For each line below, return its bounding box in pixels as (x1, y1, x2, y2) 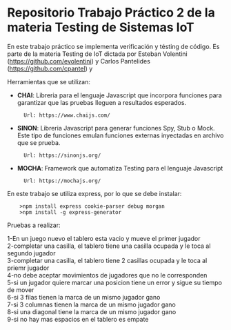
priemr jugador (7, 264, 50, 272)
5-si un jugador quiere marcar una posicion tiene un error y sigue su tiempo (7, 278, 223, 287)
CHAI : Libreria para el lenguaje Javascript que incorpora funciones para (17, 91, 222, 99)
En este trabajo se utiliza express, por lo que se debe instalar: (7, 189, 182, 197)
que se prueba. (17, 138, 61, 146)
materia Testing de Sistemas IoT (7, 19, 194, 35)
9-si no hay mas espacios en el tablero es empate (7, 315, 149, 323)
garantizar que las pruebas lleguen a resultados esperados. (17, 98, 187, 106)
